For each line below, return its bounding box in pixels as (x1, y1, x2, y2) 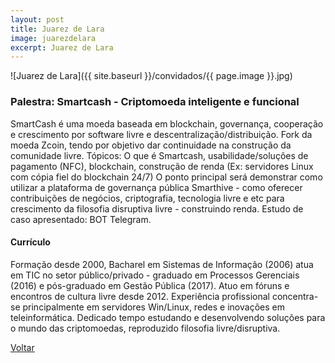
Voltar (10, 341, 35, 353)
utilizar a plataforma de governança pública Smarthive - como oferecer (10, 181, 303, 193)
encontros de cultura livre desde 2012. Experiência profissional (10, 290, 270, 302)
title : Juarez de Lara (10, 24, 105, 34)
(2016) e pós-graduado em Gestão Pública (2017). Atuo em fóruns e (10, 279, 290, 291)
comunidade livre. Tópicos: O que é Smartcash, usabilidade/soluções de (10, 149, 309, 161)
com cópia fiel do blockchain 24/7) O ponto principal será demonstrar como (10, 171, 323, 183)
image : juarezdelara (10, 33, 97, 43)
